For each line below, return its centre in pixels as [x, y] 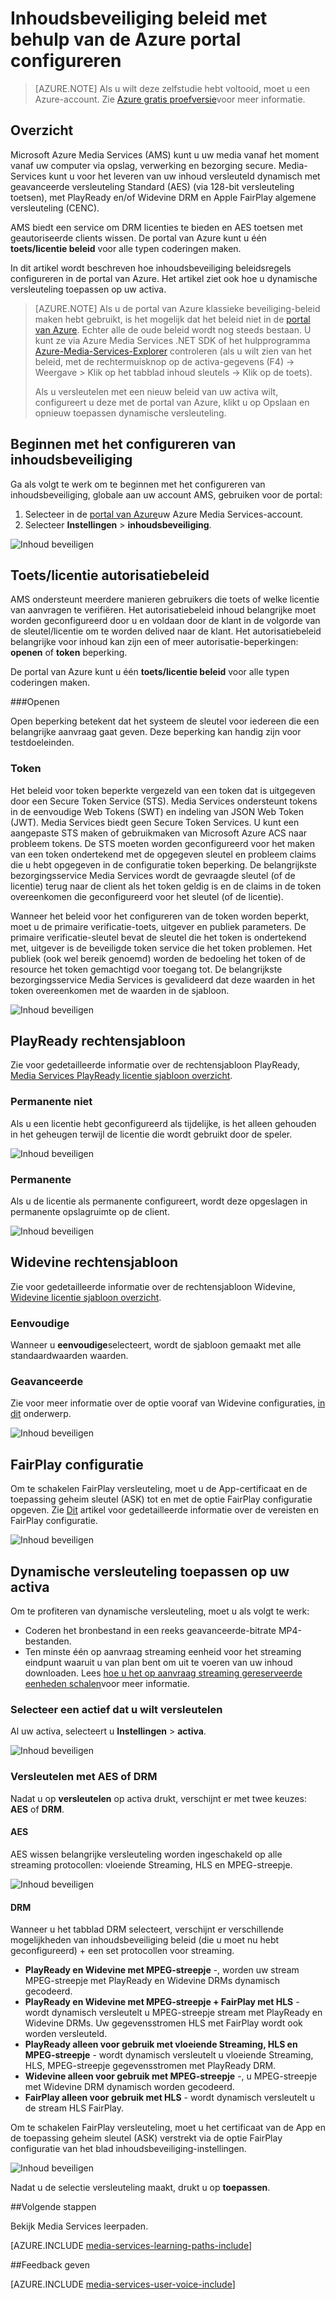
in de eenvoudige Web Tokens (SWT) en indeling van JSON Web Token [157, 811]
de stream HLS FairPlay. [74, 2108]
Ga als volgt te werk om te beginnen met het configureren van [138, 484]
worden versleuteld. [66, 2034]
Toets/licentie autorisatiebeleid [110, 575]
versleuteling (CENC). [55, 208]
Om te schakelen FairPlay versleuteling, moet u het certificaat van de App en [168, 2128]
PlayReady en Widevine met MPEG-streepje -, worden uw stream [162, 1970]
